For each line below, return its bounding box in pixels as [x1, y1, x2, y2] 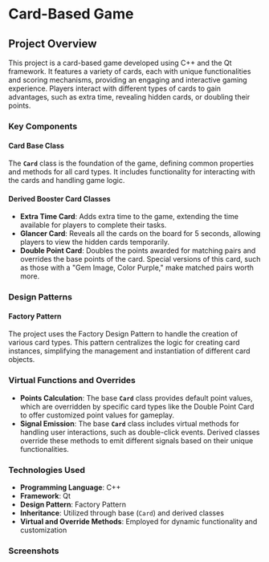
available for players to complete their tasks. [19, 220, 167, 230]
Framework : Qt [19, 491, 71, 501]
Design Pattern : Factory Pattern [19, 499, 127, 510]
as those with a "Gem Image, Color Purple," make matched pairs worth [19, 263, 255, 273]
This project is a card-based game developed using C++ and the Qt [8, 58, 232, 67]
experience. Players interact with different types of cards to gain [8, 83, 222, 93]
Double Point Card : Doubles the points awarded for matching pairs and [19, 246, 256, 255]
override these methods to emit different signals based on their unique [19, 435, 254, 446]
